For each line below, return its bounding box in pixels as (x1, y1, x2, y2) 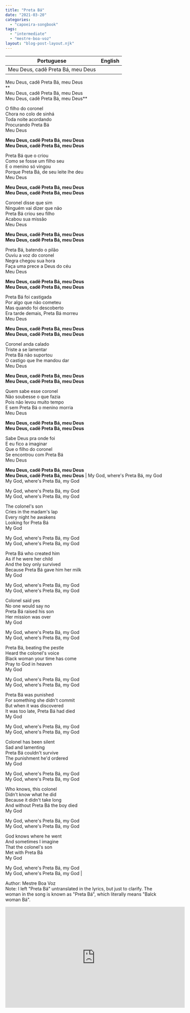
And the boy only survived (5, 561, 61, 567)
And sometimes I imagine (5, 838, 59, 844)
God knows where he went (5, 833, 62, 839)
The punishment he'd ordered (5, 755, 68, 761)
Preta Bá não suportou (5, 352, 53, 358)
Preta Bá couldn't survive (5, 749, 59, 756)
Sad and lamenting (5, 744, 45, 750)
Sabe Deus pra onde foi (5, 435, 55, 441)
